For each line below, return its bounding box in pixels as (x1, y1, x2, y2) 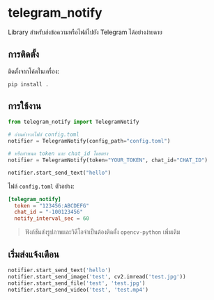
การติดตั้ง (8, 49, 40, 61)
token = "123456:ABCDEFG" (14, 202, 90, 210)
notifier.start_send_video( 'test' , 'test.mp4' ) (8, 286, 149, 293)
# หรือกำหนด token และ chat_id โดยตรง (8, 150, 109, 157)
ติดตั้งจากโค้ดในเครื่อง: (8, 67, 60, 75)
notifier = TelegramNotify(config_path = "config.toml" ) (8, 138, 171, 145)
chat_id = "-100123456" (14, 209, 83, 216)
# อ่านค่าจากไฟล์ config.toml (8, 131, 79, 139)
